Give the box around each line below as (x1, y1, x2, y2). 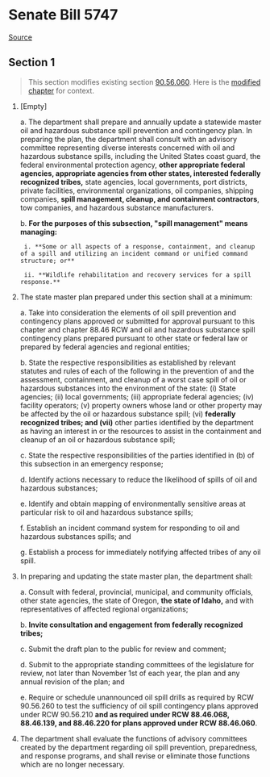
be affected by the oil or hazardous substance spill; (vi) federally (19, 409, 236, 419)
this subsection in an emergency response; (19, 458, 164, 469)
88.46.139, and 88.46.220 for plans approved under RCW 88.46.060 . (19, 718, 258, 728)
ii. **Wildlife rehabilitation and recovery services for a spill (23, 270, 251, 279)
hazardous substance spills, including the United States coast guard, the (19, 151, 261, 161)
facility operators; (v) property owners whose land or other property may (19, 400, 263, 410)
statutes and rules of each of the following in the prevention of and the (19, 366, 255, 376)
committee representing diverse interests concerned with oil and (19, 143, 235, 152)
